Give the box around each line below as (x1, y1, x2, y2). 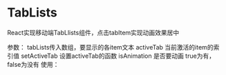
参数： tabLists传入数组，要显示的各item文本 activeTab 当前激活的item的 (7, 43, 214, 51)
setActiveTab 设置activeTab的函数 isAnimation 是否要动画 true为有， (20, 52, 216, 60)
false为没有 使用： (7, 60, 59, 68)
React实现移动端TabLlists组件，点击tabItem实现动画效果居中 (7, 28, 180, 36)
